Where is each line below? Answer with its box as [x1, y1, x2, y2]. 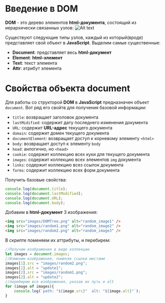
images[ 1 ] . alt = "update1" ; [5, 265, 63, 271]
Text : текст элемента [12, 60, 57, 66]
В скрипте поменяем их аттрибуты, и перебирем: [5, 237, 110, 243]
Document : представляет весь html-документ [12, 49, 112, 55]
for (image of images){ [5, 284, 55, 289]
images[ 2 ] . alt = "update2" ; [5, 275, 63, 280]
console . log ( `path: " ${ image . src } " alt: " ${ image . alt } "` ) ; [14, 289, 141, 294]
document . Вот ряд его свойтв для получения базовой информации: [5, 104, 147, 110]
